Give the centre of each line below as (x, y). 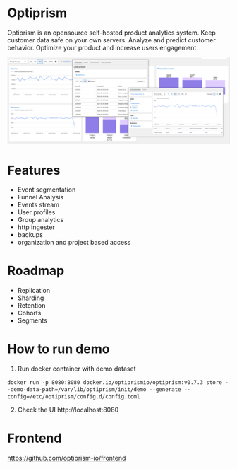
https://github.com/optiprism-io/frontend (67, 458)
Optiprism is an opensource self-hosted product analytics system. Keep (112, 33)
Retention (31, 306)
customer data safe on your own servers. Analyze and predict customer (112, 40)
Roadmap (36, 271)
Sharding (31, 298)
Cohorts (29, 313)
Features (34, 170)
